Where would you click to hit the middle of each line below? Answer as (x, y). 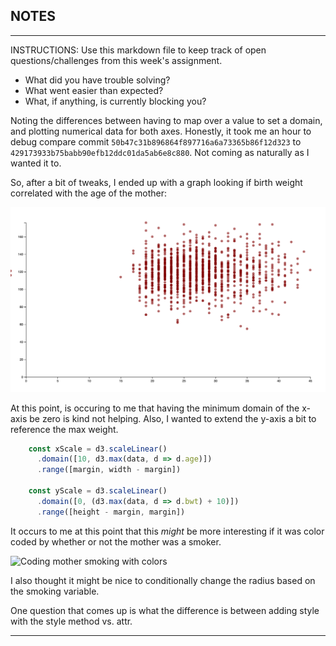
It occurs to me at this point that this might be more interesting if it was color (167, 531)
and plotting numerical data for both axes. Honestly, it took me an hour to (161, 131)
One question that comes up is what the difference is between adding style (165, 610)
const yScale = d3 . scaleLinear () (98, 491)
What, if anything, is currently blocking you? (115, 101)
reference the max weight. (64, 429)
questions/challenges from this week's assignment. (116, 60)
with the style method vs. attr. (71, 621)
